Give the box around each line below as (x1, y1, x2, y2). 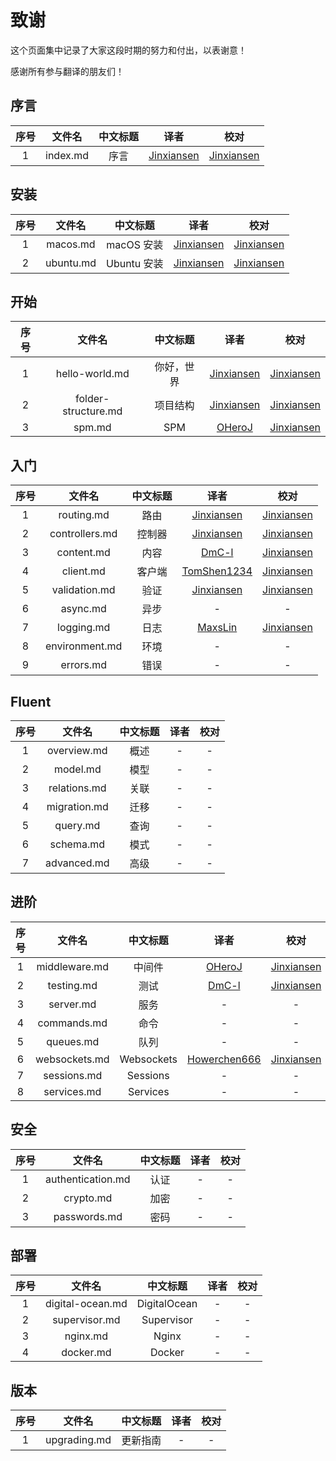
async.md (60, 602, 107, 616)
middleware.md (36, 959, 110, 973)
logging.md (57, 621, 111, 635)
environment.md (45, 639, 123, 653)
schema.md (49, 837, 106, 851)
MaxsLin (197, 621, 238, 635)
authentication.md (45, 1172, 131, 1186)
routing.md (58, 508, 110, 522)
